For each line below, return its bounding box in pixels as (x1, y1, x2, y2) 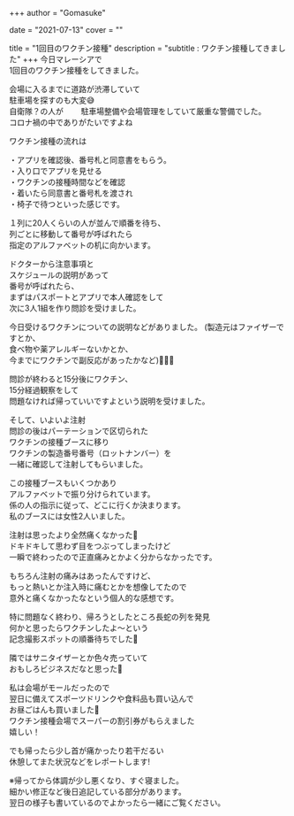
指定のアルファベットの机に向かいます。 (9, 240, 156, 250)
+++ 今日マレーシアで (22, 54, 102, 65)
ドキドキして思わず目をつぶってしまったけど (9, 541, 171, 551)
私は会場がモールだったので (9, 682, 110, 693)
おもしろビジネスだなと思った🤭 (9, 664, 124, 674)
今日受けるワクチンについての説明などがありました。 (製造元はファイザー (9, 322, 276, 332)
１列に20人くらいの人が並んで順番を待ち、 (9, 218, 166, 228)
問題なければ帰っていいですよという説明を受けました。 (9, 396, 210, 406)
